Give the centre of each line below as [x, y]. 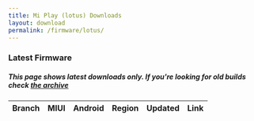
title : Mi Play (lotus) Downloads [65, 15]
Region [125, 108]
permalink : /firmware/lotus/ [56, 30]
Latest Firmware [40, 58]
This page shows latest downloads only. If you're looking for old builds [127, 77]
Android [89, 108]
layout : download [37, 23]
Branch [26, 108]
